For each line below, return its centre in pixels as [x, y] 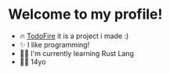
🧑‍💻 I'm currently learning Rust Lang [77, 53]
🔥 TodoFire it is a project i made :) [74, 36]
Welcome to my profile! [85, 14]
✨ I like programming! [54, 44]
